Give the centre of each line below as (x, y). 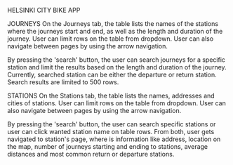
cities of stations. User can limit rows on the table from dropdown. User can (116, 103)
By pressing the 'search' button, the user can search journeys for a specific (116, 60)
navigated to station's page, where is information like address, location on (114, 139)
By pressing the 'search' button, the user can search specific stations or (112, 124)
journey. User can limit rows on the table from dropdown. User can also (111, 39)
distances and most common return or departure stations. (91, 154)
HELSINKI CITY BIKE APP (44, 10)
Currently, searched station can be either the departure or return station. (112, 74)
